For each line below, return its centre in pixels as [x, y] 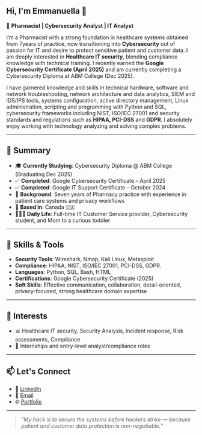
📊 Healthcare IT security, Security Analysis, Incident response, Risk [99, 331]
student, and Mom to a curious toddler [62, 220]
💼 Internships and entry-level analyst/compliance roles [82, 346]
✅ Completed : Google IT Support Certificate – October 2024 [90, 187]
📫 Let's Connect [38, 371]
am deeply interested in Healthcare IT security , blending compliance [92, 56]
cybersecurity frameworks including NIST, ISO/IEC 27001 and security [93, 113]
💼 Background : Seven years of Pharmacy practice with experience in [100, 194]
